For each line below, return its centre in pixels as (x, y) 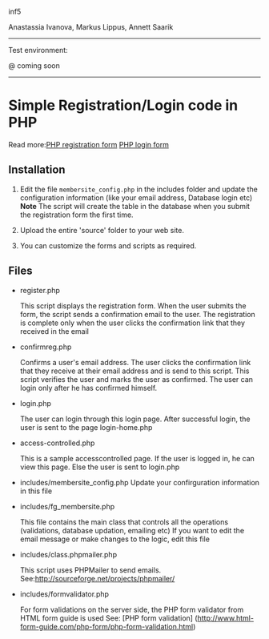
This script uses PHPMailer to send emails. (90, 570)
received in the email (54, 331)
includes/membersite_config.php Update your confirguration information (140, 482)
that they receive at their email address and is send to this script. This (134, 371)
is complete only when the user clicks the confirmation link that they (132, 323)
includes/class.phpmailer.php (68, 554)
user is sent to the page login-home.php (86, 427)
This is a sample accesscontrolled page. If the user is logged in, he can (137, 458)
